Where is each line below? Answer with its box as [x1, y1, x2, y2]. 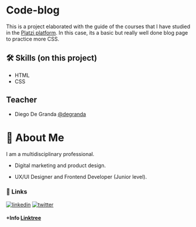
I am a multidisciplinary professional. [6, 150, 95, 157]
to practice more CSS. [6, 35, 60, 42]
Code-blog [6, 4, 60, 17]
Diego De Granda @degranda [14, 110, 86, 117]
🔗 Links [6, 188, 28, 196]
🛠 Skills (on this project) [6, 53, 97, 63]
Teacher [6, 95, 37, 105]
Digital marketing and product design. [14, 162, 106, 169]
